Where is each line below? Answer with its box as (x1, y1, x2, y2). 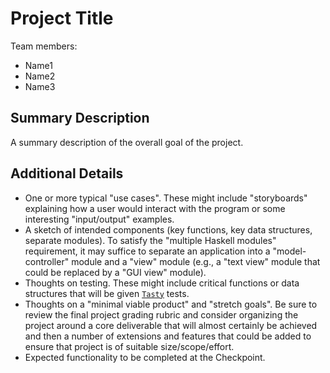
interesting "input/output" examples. (24, 213, 175, 225)
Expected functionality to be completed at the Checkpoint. (24, 351, 266, 363)
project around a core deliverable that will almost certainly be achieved (24, 319, 318, 331)
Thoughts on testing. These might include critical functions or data (24, 277, 300, 289)
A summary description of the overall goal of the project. (10, 136, 244, 148)
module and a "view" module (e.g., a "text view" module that (71, 255, 321, 267)
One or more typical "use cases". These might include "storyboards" (24, 192, 308, 204)
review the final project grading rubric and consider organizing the (24, 308, 299, 321)
